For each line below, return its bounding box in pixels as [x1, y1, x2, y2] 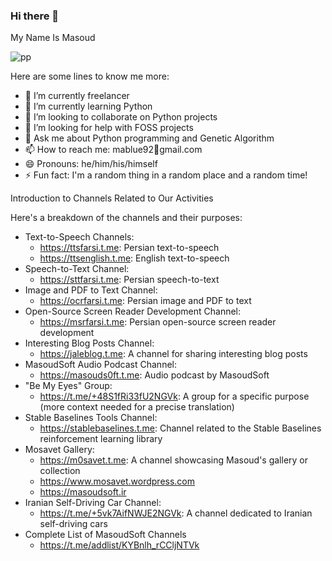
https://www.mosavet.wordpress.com [39, 475, 196, 488]
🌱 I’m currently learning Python [24, 100, 153, 113]
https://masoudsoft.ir [39, 486, 127, 498]
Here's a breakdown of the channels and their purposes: [10, 212, 243, 224]
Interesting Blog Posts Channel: [24, 337, 155, 349]
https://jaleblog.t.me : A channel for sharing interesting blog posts [39, 348, 308, 360]
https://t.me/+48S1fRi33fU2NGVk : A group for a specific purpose [39, 390, 310, 403]
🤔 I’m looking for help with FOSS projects [24, 122, 194, 134]
